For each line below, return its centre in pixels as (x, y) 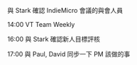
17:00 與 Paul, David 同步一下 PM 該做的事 (69, 54)
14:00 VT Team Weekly (41, 24)
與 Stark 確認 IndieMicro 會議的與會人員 (65, 10)
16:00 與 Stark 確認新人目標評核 (54, 39)
